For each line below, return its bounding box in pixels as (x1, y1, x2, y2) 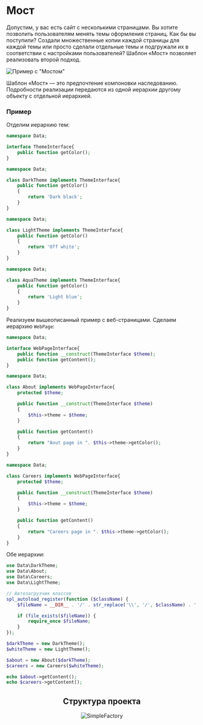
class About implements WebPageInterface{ (6, 384, 115, 390)
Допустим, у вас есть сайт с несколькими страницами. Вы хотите (6, 24, 178, 31)
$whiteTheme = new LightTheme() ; (6, 646, 91, 652)
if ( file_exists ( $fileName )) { (17, 613, 96, 619)
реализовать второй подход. (6, 56, 81, 63)
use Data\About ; (6, 568, 47, 575)
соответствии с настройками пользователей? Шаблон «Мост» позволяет (6, 49, 197, 56)
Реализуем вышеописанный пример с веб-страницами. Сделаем (6, 316, 177, 324)
